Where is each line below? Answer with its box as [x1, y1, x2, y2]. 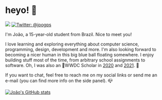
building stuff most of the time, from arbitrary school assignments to [5, 57, 146, 63]
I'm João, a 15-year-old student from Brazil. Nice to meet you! [5, 31, 132, 37]
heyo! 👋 [5, 4, 37, 16]
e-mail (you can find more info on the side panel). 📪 [5, 77, 113, 83]
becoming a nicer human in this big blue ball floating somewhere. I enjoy [5, 51, 154, 57]
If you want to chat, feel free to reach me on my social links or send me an [5, 72, 158, 78]
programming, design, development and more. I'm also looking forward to [5, 46, 157, 52]
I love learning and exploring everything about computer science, [5, 41, 140, 47]
